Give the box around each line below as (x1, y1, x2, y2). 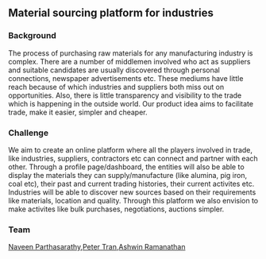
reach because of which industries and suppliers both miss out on (8, 82, 225, 91)
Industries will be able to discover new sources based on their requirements (8, 187, 256, 197)
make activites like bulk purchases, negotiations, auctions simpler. (8, 204, 225, 214)
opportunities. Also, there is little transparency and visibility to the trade (8, 91, 242, 100)
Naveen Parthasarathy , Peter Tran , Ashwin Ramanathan (8, 242, 186, 252)
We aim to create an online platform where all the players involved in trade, (8, 145, 253, 154)
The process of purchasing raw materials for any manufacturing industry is (8, 48, 253, 58)
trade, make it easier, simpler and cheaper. (8, 107, 148, 117)
